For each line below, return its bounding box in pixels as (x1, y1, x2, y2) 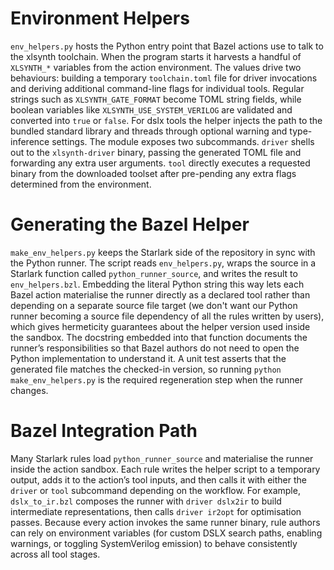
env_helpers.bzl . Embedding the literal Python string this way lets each (10, 278, 305, 290)
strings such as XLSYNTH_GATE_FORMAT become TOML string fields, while (10, 93, 302, 105)
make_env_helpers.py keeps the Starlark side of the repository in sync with (10, 246, 316, 258)
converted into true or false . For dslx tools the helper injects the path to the (10, 114, 323, 126)
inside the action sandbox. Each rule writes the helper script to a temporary (10, 463, 321, 475)
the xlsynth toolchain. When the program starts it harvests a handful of (10, 50, 302, 62)
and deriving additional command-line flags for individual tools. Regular (10, 82, 305, 94)
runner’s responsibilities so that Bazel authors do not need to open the (10, 342, 300, 354)
